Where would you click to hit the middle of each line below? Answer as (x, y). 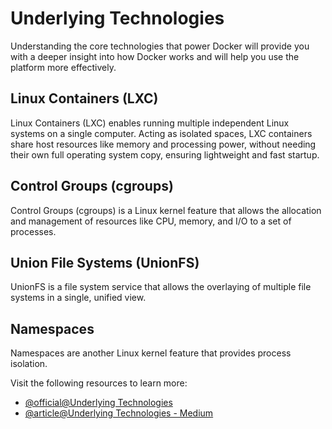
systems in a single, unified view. (78, 298)
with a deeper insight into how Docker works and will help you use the (155, 56)
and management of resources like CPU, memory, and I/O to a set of (151, 221)
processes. (33, 231)
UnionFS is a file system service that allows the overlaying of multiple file (161, 287)
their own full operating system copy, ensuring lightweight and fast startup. (165, 154)
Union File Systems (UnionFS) (105, 262)
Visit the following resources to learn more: (99, 383)
